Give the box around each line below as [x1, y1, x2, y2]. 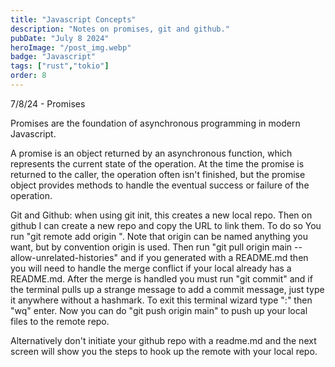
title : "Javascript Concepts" [10, 14, 137, 25]
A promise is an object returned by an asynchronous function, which [10, 147, 293, 159]
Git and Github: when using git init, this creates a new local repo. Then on [10, 209, 313, 221]
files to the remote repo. [10, 315, 110, 327]
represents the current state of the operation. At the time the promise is [10, 157, 305, 170]
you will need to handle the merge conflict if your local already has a [10, 262, 292, 274]
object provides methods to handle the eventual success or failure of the [10, 179, 310, 191]
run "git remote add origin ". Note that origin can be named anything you [10, 230, 308, 242]
